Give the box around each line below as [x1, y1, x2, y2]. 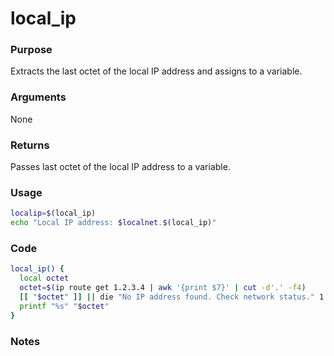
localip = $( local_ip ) [10, 208, 97, 219]
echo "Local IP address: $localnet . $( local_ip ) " [10, 218, 217, 228]
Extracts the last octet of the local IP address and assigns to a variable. [10, 65, 303, 77]
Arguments [10, 90, 67, 104]
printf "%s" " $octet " [19, 301, 110, 311]
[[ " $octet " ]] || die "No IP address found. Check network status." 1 [19, 292, 325, 302]
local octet [19, 273, 70, 284]
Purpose [10, 43, 53, 57]
